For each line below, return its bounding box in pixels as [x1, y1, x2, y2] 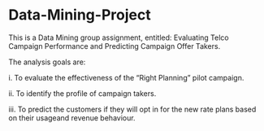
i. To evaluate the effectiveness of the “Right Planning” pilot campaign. [8, 72, 245, 82]
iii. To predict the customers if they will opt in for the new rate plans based [8, 104, 257, 114]
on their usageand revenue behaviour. [8, 112, 136, 123]
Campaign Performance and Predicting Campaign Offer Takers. [8, 41, 221, 50]
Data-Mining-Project [8, 6, 152, 24]
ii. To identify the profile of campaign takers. [8, 88, 157, 98]
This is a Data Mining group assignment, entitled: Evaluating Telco [8, 33, 229, 42]
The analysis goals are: [8, 57, 86, 67]
